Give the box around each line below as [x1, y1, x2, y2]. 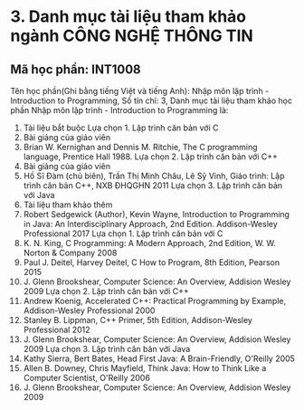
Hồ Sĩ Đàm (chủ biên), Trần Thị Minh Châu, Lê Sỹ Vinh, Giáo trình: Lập [23, 170, 285, 181]
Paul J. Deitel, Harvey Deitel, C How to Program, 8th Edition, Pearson [23, 257, 280, 268]
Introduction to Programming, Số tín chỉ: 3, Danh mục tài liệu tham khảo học [10, 95, 293, 106]
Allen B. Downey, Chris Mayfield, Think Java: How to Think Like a [23, 363, 267, 373]
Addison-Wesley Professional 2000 [23, 305, 156, 316]
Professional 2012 [23, 324, 90, 335]
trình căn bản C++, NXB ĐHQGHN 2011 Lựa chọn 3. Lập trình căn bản [23, 180, 283, 191]
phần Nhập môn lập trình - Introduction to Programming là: [10, 105, 229, 115]
